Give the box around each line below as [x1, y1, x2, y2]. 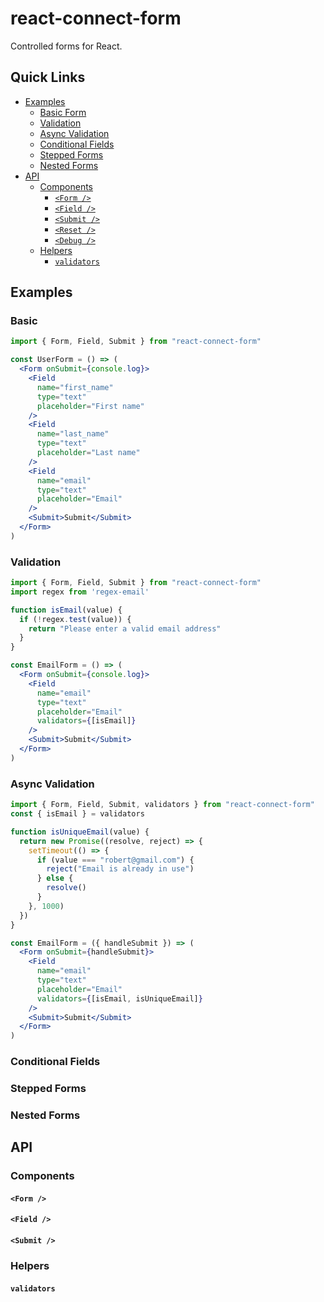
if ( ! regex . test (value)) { [19, 614, 132, 624]
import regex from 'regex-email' [10, 587, 150, 597]
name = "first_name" [36, 382, 114, 392]
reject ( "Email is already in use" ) [46, 864, 195, 874]
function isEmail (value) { [10, 605, 123, 615]
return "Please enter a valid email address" [28, 623, 222, 634]
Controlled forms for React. [10, 40, 123, 52]
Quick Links [10, 69, 86, 86]
